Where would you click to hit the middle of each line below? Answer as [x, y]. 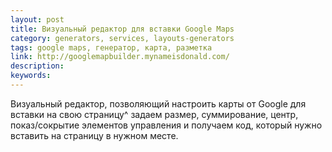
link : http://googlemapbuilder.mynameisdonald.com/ [120, 57]
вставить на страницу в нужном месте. [94, 135]
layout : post [37, 19]
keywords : [31, 76]
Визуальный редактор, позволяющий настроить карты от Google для [158, 103]
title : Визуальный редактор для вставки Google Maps [122, 29]
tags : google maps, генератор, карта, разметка [111, 47]
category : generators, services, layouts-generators [122, 38]
